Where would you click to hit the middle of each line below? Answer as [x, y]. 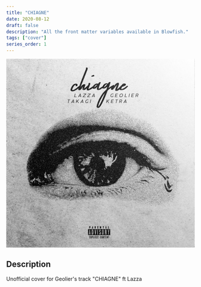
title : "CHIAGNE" [28, 13]
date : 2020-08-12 [28, 19]
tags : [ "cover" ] [26, 38]
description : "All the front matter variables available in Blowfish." [97, 32]
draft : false [22, 25]
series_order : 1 [26, 44]
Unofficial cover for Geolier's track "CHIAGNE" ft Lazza [74, 279]
